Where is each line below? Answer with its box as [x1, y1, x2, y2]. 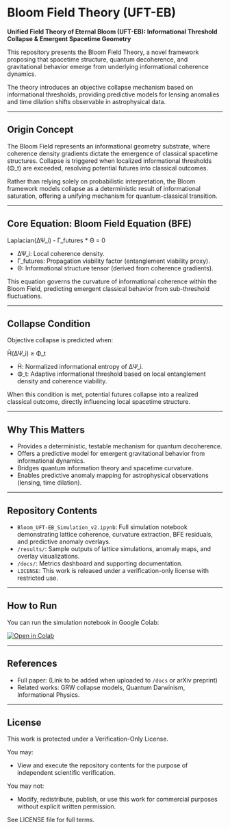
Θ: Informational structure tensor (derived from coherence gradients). [16, 264, 214, 272]
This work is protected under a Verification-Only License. [7, 735, 169, 743]
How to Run [7, 600, 57, 612]
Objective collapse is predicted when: [7, 336, 114, 344]
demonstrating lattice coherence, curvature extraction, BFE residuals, [16, 531, 214, 538]
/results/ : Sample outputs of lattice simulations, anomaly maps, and [16, 545, 211, 552]
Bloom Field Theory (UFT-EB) [7, 5, 177, 21]
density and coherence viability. [16, 377, 107, 385]
